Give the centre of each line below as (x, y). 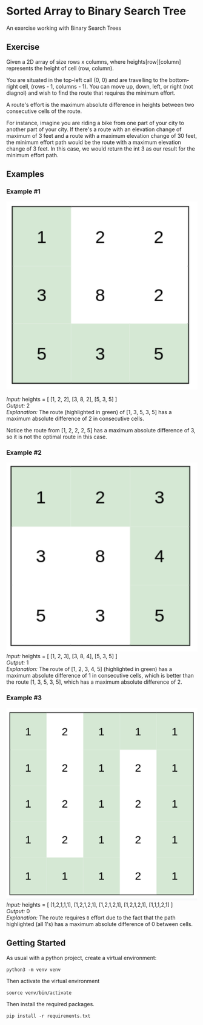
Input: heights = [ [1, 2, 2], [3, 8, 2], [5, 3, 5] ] (62, 400)
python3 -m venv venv (34, 970)
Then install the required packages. (51, 1004)
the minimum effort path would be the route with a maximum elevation (94, 142)
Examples (25, 174)
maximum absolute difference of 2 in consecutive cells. (75, 419)
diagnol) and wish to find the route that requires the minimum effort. (91, 93)
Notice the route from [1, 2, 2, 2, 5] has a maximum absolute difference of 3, (101, 431)
